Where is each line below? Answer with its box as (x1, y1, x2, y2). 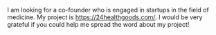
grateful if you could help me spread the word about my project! (7, 21, 190, 28)
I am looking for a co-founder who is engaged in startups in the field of (7, 6, 209, 14)
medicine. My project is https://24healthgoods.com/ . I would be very (7, 13, 203, 21)
